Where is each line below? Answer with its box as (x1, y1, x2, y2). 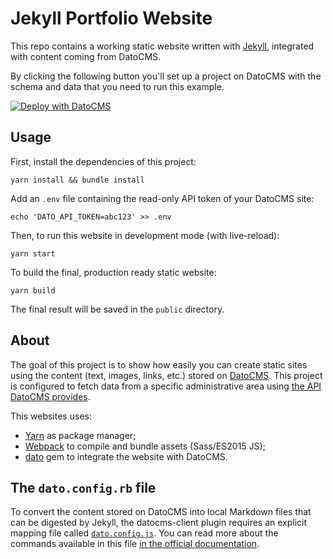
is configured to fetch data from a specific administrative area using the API (10, 380, 322, 392)
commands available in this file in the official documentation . (10, 538, 260, 550)
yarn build (10, 285, 56, 296)
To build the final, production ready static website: (10, 266, 217, 278)
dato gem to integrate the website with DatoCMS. (24, 450, 228, 462)
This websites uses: (10, 410, 92, 422)
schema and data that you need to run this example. (10, 80, 225, 92)
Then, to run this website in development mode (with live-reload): (10, 229, 280, 241)
